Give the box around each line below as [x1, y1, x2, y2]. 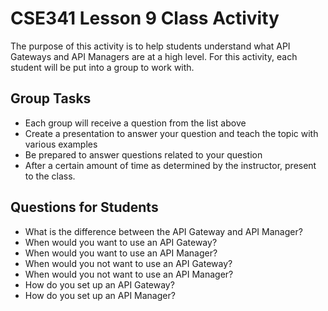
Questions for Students [10, 199, 159, 216]
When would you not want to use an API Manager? [24, 268, 234, 280]
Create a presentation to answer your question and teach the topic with [24, 127, 319, 139]
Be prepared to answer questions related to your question [24, 148, 263, 161]
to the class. [24, 170, 76, 182]
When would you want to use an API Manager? [24, 247, 218, 259]
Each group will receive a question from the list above [24, 117, 247, 129]
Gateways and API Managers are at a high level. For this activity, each [10, 50, 298, 62]
